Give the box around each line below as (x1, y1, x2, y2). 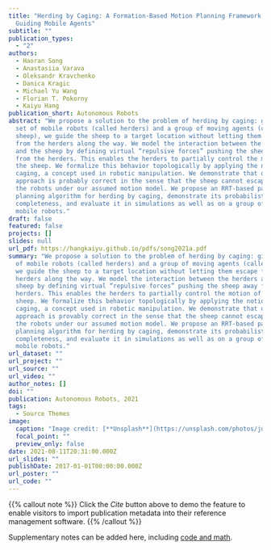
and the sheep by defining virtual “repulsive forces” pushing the (15, 147, 248, 155)
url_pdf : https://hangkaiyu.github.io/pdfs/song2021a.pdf (8, 245, 207, 253)
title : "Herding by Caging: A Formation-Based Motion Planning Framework (8, 11, 262, 20)
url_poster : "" (8, 470, 60, 478)
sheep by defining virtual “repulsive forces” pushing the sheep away (15, 282, 258, 291)
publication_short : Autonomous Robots (8, 110, 139, 118)
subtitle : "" (8, 27, 52, 35)
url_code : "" (8, 477, 52, 485)
